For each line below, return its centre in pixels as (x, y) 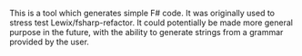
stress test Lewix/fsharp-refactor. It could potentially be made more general (151, 23)
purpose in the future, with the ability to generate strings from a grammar (146, 32)
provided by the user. (49, 42)
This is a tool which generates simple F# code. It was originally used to (142, 13)
